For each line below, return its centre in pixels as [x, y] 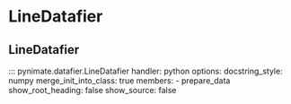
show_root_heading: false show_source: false [93, 90]
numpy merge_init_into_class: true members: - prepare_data [119, 81]
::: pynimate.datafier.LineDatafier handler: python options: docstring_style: [146, 71]
